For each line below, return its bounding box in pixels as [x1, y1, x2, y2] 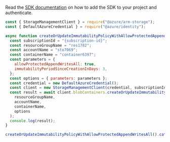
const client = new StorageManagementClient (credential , [10, 85, 133, 90]
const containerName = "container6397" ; [10, 52, 96, 57]
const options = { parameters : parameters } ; [10, 76, 108, 81]
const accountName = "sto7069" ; [10, 48, 78, 53]
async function [5, 33, 37, 39]
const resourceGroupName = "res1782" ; [10, 43, 92, 48]
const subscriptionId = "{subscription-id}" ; [10, 38, 108, 43]
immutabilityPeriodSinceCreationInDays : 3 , [14, 66, 108, 72]
